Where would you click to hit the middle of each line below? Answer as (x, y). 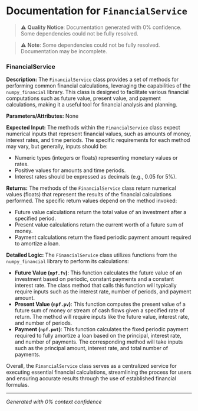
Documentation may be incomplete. (64, 51)
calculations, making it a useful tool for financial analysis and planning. (92, 105)
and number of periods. (43, 323)
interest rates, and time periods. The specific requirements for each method (98, 140)
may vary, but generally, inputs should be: (57, 147)
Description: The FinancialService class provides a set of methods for (93, 80)
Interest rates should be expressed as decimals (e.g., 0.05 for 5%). (95, 177)
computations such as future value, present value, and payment (83, 98)
